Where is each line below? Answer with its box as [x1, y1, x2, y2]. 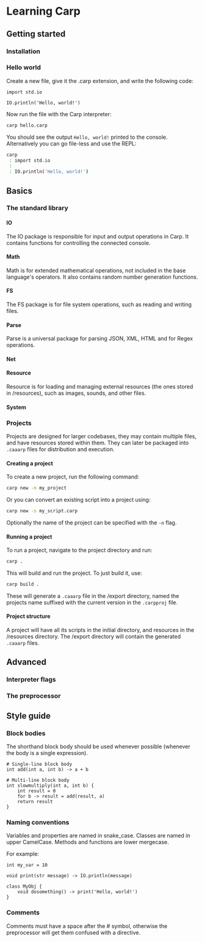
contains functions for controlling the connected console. [6, 239, 151, 246]
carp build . [6, 581, 40, 587]
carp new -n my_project [6, 485, 67, 491]
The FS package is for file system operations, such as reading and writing [6, 301, 192, 308]
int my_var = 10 [6, 862, 48, 869]
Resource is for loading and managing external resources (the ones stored [6, 383, 194, 391]
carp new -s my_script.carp [6, 508, 78, 514]
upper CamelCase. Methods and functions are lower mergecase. [6, 839, 169, 846]
